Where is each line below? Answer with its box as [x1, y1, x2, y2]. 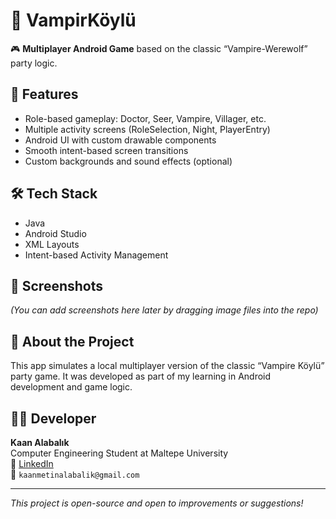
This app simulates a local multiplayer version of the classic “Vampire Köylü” [10, 360, 325, 372]
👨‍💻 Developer [10, 410, 97, 427]
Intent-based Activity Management [24, 249, 169, 261]
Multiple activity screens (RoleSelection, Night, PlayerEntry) [24, 123, 271, 135]
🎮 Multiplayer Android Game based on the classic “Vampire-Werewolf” [10, 42, 308, 54]
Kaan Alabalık [10, 437, 70, 448]
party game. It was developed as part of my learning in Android [10, 370, 272, 383]
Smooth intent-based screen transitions [24, 144, 189, 156]
